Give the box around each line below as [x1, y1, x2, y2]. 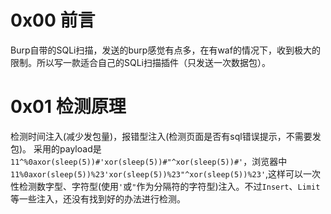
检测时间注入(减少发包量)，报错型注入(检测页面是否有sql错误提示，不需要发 [10, 130, 322, 142]
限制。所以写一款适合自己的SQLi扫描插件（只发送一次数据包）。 [10, 56, 271, 68]
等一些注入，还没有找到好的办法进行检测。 [10, 192, 186, 205]
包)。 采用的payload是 [10, 142, 102, 155]
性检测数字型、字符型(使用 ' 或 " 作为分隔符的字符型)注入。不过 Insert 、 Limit [10, 180, 321, 192]
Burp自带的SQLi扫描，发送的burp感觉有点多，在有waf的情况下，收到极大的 [10, 44, 321, 56]
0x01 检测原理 [10, 96, 127, 118]
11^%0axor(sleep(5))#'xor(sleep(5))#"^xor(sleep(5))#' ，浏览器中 [10, 155, 288, 167]
